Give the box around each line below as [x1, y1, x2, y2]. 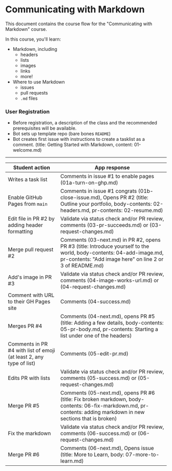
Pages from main [8, 201, 48, 208]
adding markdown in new [84, 409, 145, 416]
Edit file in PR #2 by [8, 215, 55, 222]
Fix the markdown [8, 430, 51, 437]
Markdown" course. [5, 26, 47, 32]
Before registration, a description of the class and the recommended [12, 120, 158, 126]
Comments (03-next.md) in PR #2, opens [60, 237, 161, 244]
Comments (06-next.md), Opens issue [60, 445, 155, 452]
